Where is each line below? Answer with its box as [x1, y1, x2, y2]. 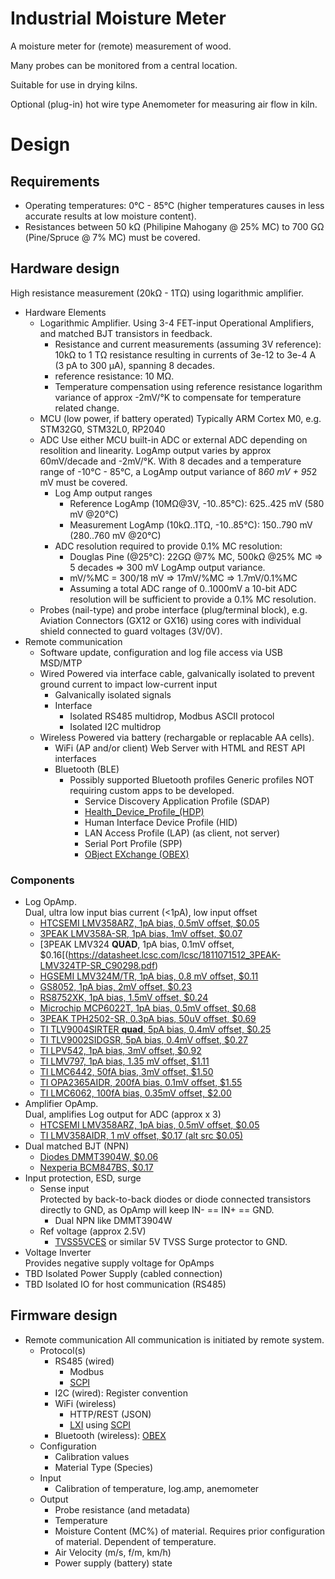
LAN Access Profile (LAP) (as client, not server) [84, 827, 281, 839]
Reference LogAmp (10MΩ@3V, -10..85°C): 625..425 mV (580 [69, 497, 325, 509]
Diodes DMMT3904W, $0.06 [39, 1151, 159, 1163]
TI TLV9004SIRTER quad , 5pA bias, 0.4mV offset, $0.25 [39, 1023, 272, 1036]
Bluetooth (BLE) [54, 763, 120, 775]
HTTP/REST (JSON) [69, 1408, 152, 1420]
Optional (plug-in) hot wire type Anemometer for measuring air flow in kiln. [10, 98, 318, 110]
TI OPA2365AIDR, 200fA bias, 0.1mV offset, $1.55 [39, 1077, 243, 1089]
